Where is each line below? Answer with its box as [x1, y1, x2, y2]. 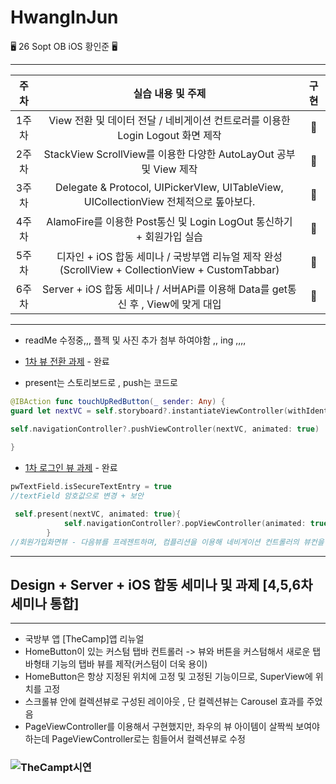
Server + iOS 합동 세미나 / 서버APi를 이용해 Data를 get [42, 282, 288, 296]
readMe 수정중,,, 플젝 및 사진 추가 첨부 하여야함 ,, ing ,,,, [24, 334, 247, 346]
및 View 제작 [141, 162, 198, 176]
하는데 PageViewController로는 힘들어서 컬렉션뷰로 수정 [24, 733, 247, 745]
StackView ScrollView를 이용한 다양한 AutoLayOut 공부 [43, 147, 296, 161]
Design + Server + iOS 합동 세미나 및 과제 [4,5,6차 [10, 576, 313, 593]
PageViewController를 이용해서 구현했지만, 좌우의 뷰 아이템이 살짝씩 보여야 [24, 721, 320, 733]
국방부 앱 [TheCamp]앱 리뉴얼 [24, 633, 145, 645]
